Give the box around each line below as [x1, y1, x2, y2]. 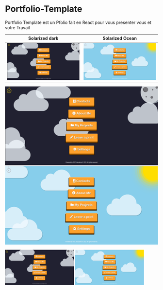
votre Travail [5, 24, 30, 30]
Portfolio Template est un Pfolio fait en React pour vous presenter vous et [5, 19, 152, 25]
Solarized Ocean [102, 36, 137, 41]
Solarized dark [28, 36, 59, 41]
